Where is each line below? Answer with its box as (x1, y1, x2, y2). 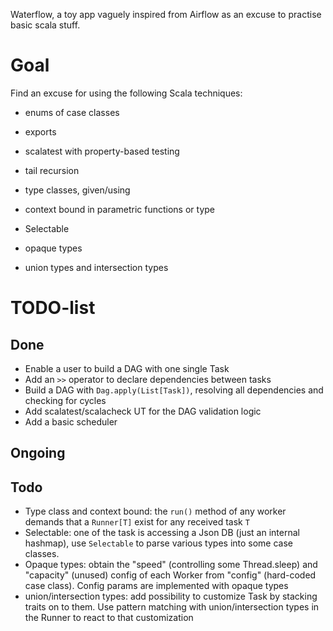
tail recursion (24, 164, 80, 176)
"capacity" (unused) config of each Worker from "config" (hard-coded (24, 569, 317, 581)
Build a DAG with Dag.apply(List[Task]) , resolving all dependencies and (24, 384, 324, 396)
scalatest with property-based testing (24, 145, 180, 157)
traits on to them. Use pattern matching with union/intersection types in (24, 601, 320, 613)
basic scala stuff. (10, 19, 81, 31)
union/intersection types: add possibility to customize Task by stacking (24, 590, 318, 603)
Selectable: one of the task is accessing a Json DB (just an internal (24, 527, 300, 539)
